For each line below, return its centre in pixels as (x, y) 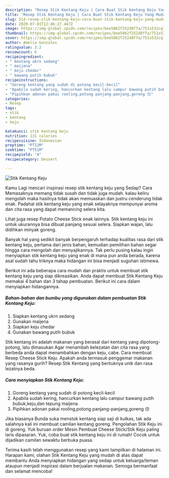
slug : (11, 19)
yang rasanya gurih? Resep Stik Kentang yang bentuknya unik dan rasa (79, 363)
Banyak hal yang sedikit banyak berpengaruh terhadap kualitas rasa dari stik (84, 239)
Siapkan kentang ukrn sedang (43, 316)
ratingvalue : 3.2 (23, 47)
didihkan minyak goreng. (31, 229)
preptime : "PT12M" (24, 145)
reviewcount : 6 (21, 52)
